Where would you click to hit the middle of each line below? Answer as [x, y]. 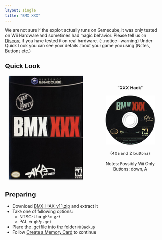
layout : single [20, 10]
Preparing [20, 194]
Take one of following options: [42, 211]
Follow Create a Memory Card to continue [54, 232]
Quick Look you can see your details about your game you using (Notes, [78, 45]
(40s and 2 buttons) [130, 153]
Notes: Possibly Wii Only [130, 163]
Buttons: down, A [130, 169]
